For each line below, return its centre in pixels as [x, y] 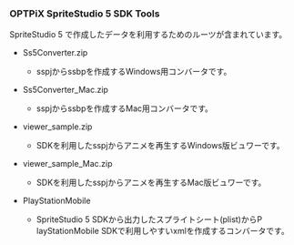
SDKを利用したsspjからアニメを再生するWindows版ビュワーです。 [160, 146]
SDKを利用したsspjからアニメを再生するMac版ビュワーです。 [151, 183]
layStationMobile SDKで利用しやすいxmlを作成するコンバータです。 [162, 231]
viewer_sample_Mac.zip [67, 164]
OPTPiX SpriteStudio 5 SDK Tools [85, 14]
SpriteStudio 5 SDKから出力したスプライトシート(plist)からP [149, 219]
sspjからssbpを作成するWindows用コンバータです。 [134, 72]
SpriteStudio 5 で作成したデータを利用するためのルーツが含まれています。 [148, 35]
